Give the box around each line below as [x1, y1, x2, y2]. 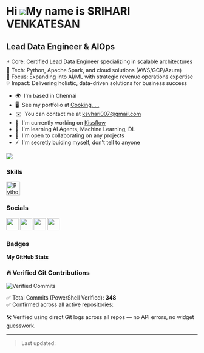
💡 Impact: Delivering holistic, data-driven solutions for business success [6, 80, 187, 86]
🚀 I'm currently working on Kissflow [15, 119, 106, 126]
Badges [6, 239, 29, 248]
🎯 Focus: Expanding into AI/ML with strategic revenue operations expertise [6, 73, 193, 80]
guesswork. [6, 322, 36, 329]
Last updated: [21, 340, 56, 347]
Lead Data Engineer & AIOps [6, 41, 115, 52]
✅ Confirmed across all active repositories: [6, 301, 114, 308]
